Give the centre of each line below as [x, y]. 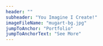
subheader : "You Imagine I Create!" [51, 17]
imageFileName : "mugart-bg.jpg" [46, 23]
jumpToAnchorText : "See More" [44, 34]
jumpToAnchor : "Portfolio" [39, 28]
